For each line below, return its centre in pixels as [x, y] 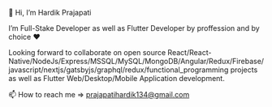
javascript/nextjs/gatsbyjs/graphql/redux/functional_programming [119, 70]
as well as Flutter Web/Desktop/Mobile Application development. [117, 78]
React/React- [190, 52]
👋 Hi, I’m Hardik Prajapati [50, 13]
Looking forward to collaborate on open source [87, 52]
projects [244, 70]
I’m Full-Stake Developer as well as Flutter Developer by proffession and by [134, 28]
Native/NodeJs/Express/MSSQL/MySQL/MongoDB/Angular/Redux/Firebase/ [136, 61]
